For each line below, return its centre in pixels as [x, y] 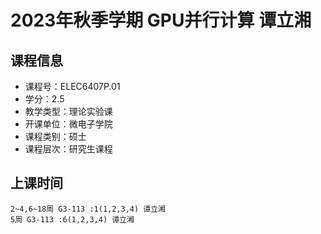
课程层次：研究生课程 [68, 149]
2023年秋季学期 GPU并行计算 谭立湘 [161, 20]
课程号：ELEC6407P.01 [72, 86]
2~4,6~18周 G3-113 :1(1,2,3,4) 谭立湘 [88, 209]
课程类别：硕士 [55, 136]
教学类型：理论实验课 [68, 111]
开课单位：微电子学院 [68, 124]
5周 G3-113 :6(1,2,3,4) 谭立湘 [72, 219]
